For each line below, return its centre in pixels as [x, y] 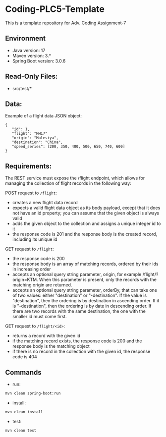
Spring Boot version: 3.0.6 [39, 61]
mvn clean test [21, 430]
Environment [26, 38]
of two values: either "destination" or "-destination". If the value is [80, 295]
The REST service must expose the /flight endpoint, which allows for [75, 178]
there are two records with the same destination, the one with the [79, 311]
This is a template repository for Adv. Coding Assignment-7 [66, 23]
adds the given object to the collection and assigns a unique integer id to [86, 223]
